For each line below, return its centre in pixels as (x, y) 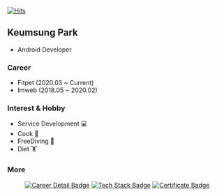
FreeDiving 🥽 (36, 141)
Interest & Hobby (36, 108)
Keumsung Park (43, 32)
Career (19, 68)
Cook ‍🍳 (28, 134)
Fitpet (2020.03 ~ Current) (55, 83)
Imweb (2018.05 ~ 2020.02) (57, 90)
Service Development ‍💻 (52, 124)
